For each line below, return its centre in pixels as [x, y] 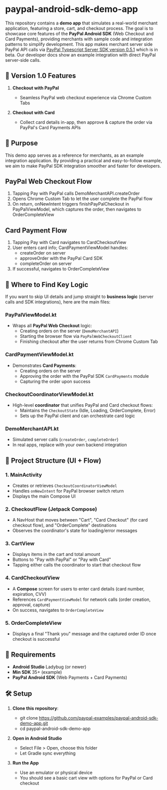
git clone [29, 718]
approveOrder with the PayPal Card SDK [61, 259]
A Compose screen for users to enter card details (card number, [78, 589]
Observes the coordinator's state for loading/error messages [75, 530]
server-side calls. [23, 60]
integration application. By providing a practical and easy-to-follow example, [83, 160]
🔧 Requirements [30, 655]
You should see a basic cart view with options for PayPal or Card [86, 778]
